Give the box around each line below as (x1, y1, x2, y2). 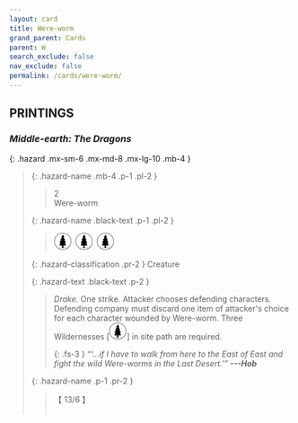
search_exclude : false (9, 52, 94, 62)
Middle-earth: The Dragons (9, 133, 132, 145)
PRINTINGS (9, 106, 74, 121)
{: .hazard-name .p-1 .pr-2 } (31, 375, 134, 386)
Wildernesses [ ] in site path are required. (53, 330, 223, 341)
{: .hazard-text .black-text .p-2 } (31, 276, 150, 286)
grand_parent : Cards (9, 33, 87, 42)
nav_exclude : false (9, 62, 83, 71)
